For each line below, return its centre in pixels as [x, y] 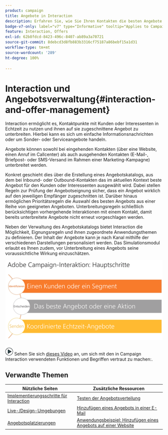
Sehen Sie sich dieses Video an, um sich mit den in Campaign [78, 354]
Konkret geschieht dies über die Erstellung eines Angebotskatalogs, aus [79, 175]
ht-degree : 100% [22, 58]
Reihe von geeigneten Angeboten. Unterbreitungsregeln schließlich [74, 207]
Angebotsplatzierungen [31, 423]
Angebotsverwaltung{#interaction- [80, 99]
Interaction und [38, 89]
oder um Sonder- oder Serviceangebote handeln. [56, 139]
